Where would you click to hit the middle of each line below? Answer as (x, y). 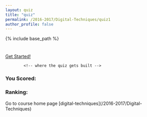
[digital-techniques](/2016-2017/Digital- (100, 103)
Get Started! (18, 56)
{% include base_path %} (32, 39)
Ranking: (17, 92)
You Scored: (21, 78)
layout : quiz (19, 10)
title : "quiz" (20, 15)
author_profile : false (29, 24)
